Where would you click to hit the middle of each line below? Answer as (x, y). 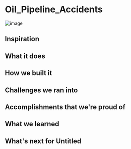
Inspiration (22, 39)
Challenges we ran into (42, 90)
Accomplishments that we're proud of (65, 107)
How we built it (29, 73)
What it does (25, 56)
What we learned (32, 124)
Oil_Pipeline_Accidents (54, 9)
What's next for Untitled (43, 141)
